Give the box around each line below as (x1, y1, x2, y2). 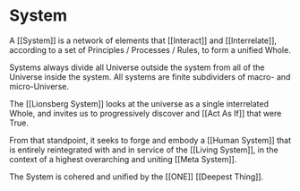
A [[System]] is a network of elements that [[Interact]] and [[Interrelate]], (9, 35, 278, 46)
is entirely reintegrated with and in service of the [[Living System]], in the (9, 144, 279, 155)
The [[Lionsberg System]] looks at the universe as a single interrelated (9, 98, 270, 109)
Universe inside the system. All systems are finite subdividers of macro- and (9, 71, 291, 82)
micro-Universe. (9, 81, 70, 91)
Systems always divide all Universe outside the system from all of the (9, 62, 265, 73)
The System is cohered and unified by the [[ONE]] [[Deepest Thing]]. (9, 171, 264, 182)
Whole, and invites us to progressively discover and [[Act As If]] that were (9, 108, 282, 118)
